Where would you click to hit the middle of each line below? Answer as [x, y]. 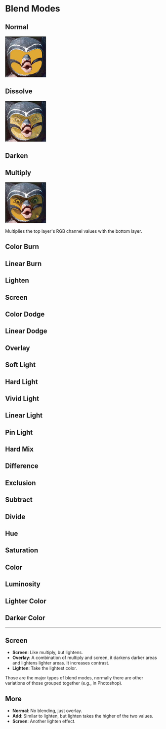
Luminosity [23, 584]
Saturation [22, 551]
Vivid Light [22, 398]
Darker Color [25, 618]
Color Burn [22, 247]
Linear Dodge [26, 331]
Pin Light [19, 432]
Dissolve [19, 92]
